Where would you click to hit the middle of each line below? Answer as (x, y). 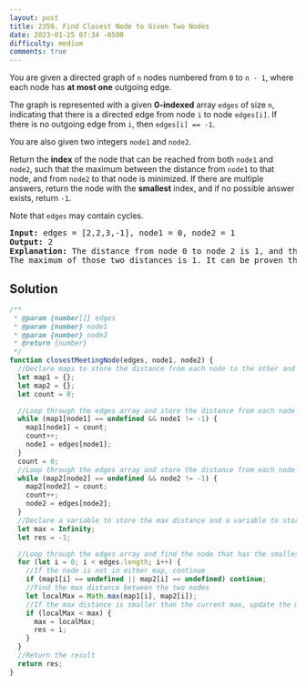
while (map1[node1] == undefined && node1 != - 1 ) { (118, 419)
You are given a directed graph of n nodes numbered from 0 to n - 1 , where (152, 77)
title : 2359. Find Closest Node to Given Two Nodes (109, 26)
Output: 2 (31, 242)
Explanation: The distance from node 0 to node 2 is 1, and (147, 252)
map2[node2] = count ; (66, 487)
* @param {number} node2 (60, 335)
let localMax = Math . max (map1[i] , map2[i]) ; (112, 596)
